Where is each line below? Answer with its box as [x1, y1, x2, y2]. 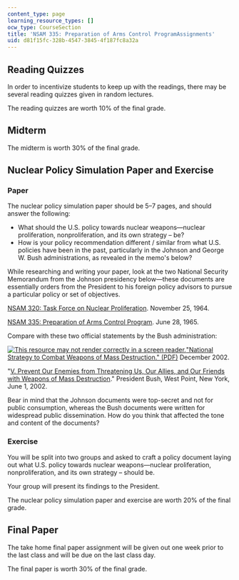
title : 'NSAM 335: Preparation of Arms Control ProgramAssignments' [7, 30, 215, 38]
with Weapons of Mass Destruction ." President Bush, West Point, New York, [7, 374, 230, 383]
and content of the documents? [7, 419, 100, 427]
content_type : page [7, 10, 66, 18]
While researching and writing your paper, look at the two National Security [7, 267, 228, 276]
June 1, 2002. [7, 382, 48, 391]
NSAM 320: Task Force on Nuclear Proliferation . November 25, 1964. [7, 304, 210, 313]
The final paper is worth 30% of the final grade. [7, 564, 148, 573]
